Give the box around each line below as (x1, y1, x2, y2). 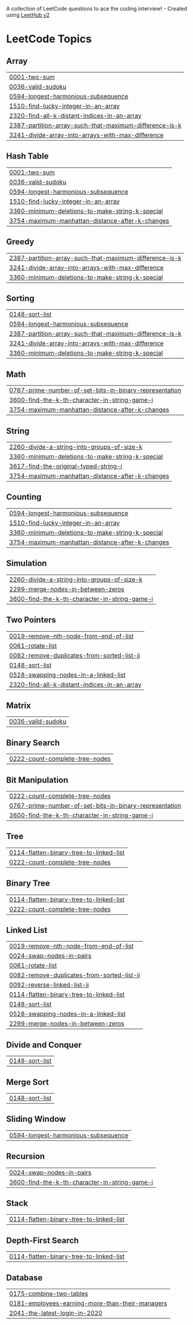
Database (6, 1273, 43, 1283)
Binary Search (6, 737, 60, 747)
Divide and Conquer (6, 1039, 82, 1050)
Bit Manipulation (6, 775, 69, 785)
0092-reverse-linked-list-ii (9, 980, 89, 989)
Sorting (6, 293, 35, 303)
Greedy (6, 237, 35, 247)
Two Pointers (6, 615, 57, 625)
